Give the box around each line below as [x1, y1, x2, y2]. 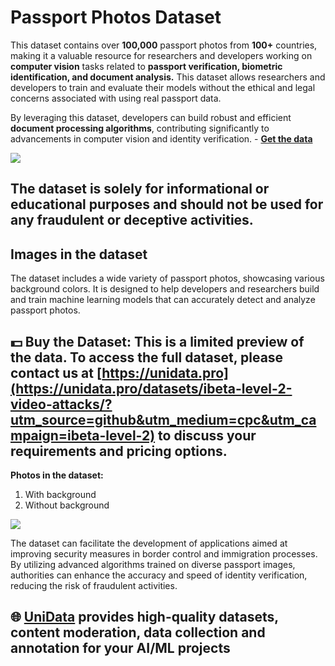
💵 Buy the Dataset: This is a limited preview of [10, 333, 305, 350]
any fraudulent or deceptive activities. [10, 212, 254, 229]
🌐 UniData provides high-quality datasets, [10, 609, 279, 626]
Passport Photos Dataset [10, 6, 222, 29]
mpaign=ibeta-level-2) [10, 427, 156, 444]
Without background [24, 499, 110, 511]
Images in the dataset [10, 246, 148, 263]
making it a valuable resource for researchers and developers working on [10, 49, 313, 61]
